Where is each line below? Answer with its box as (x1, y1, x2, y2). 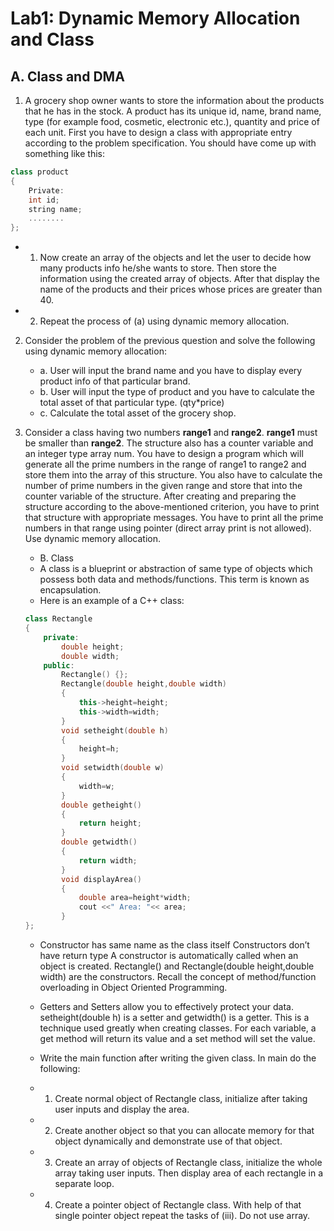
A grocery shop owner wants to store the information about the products (24, 95, 325, 106)
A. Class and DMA (10, 68, 125, 85)
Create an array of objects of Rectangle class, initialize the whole (54, 1156, 323, 1168)
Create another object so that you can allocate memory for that (54, 1124, 315, 1136)
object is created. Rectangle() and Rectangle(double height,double (39, 960, 315, 972)
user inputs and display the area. (54, 1103, 190, 1115)
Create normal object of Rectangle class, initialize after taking (54, 1092, 308, 1104)
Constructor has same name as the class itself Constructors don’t (39, 938, 310, 951)
